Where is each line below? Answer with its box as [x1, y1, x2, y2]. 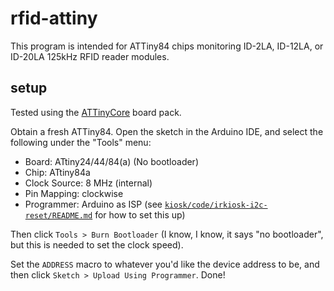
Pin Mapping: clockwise [24, 187, 124, 199]
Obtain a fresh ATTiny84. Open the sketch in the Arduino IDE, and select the [10, 125, 324, 137]
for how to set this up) [94, 208, 186, 221]
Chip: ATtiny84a [24, 166, 91, 178]
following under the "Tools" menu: [10, 136, 152, 148]
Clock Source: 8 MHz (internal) [24, 177, 153, 189]
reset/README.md [24, 210, 93, 221]
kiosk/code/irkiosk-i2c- [164, 200, 268, 210]
